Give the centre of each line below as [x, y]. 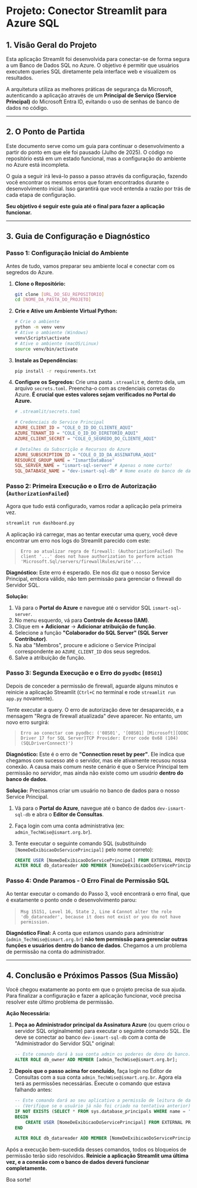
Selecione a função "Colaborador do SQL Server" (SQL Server [91, 633]
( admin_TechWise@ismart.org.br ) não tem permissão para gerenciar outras [97, 939]
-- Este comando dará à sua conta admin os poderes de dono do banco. [103, 1054]
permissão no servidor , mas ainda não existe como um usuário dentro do [95, 773]
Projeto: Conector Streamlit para [86, 11]
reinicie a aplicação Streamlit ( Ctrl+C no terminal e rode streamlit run [91, 692]
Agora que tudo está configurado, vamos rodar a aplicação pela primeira [94, 506]
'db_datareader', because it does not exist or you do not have [101, 917]
